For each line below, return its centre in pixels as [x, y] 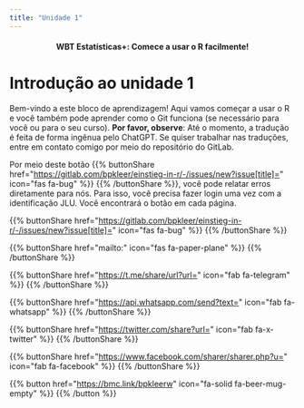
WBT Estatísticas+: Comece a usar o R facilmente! [152, 47]
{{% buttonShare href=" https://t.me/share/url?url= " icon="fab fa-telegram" [150, 275]
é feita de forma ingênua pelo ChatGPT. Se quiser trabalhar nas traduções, [149, 138]
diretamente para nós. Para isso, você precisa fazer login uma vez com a [146, 194]
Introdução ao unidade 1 [102, 83]
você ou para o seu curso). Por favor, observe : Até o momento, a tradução [149, 128]
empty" [24, 393]
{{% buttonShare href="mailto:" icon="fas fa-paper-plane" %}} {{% [136, 248]
